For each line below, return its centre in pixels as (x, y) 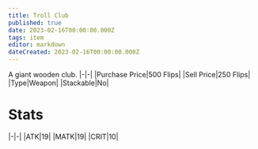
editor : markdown (37, 45)
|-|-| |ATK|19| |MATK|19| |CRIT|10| (63, 136)
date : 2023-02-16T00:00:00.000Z (61, 30)
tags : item (26, 37)
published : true (35, 23)
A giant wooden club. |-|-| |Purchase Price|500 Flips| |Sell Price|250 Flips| (129, 74)
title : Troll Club (38, 15)
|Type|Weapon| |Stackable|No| (59, 83)
